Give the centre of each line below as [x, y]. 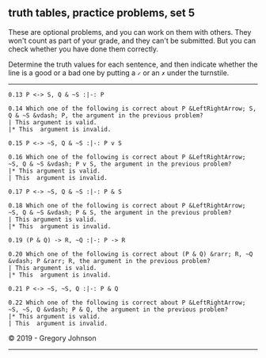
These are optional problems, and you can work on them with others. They [130, 32]
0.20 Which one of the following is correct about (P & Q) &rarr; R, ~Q [131, 254]
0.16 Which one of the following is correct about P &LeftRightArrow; [127, 157]
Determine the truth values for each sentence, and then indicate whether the [133, 64]
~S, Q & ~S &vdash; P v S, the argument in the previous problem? [120, 164]
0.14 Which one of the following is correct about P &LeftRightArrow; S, [133, 109]
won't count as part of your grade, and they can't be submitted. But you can [132, 40]
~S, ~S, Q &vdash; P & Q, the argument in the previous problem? [118, 309]
